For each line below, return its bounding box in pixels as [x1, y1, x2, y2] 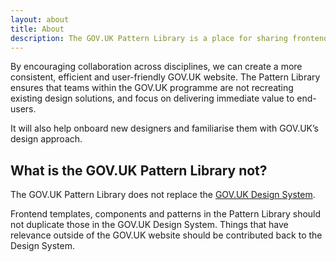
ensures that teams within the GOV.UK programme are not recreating [10, 82, 294, 94]
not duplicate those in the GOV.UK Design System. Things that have [10, 219, 289, 231]
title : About [10, 24, 65, 34]
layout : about [10, 14, 70, 25]
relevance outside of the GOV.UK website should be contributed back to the [10, 229, 323, 241]
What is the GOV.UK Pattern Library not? [10, 162, 268, 179]
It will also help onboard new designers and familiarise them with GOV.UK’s [10, 122, 319, 135]
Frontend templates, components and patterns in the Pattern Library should [10, 208, 322, 220]
